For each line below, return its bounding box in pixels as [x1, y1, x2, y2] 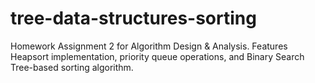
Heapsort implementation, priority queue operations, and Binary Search [10, 50, 305, 62]
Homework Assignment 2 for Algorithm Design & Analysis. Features [10, 40, 288, 52]
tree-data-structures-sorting [10, 7, 257, 30]
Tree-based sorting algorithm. [10, 61, 134, 73]
